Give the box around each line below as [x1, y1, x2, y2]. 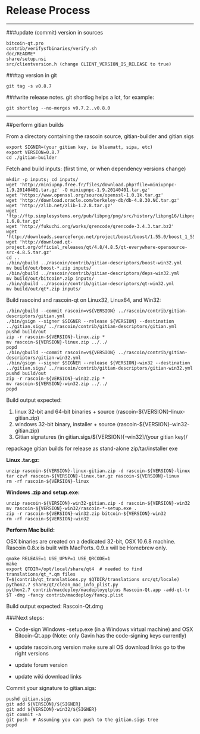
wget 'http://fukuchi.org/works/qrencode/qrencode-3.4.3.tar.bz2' [6, 223, 174, 229]
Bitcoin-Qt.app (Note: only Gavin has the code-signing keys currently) [14, 632, 187, 639]
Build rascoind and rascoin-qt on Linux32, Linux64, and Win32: [6, 296, 161, 304]
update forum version [14, 661, 68, 669]
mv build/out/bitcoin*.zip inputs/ [6, 275, 95, 282]
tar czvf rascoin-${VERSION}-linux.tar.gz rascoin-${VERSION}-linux [6, 473, 180, 479]
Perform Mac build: [6, 526, 55, 533]
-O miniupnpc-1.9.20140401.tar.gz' [62, 187, 151, 193]
